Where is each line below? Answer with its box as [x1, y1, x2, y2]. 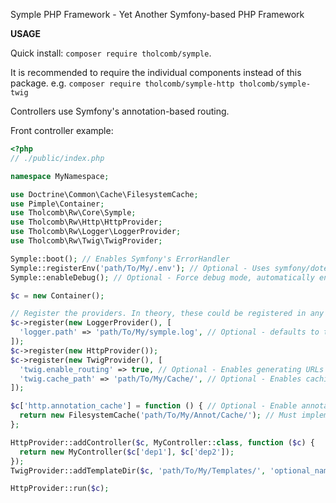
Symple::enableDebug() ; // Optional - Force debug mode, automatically [10, 272, 315, 283]
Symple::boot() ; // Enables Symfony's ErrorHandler [10, 254, 230, 264]
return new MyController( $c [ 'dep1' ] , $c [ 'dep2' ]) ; [19, 447, 235, 457]
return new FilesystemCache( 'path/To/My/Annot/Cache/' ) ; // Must [19, 410, 298, 421]
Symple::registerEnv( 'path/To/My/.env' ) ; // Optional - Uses [10, 263, 271, 273]
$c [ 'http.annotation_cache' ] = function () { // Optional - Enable [10, 401, 298, 411]
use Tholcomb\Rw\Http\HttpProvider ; [10, 217, 163, 228]
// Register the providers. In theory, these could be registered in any [10, 309, 325, 319]
